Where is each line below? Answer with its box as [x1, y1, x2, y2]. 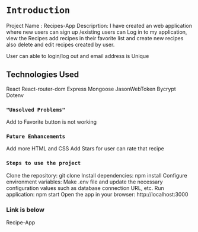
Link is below [6, 205, 44, 214]
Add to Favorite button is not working [6, 118, 97, 125]
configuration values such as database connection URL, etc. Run [6, 184, 164, 191]
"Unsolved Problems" [6, 106, 66, 113]
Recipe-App [6, 218, 36, 226]
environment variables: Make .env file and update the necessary [6, 178, 163, 185]
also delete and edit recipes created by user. [6, 41, 115, 48]
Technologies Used [6, 70, 79, 80]
